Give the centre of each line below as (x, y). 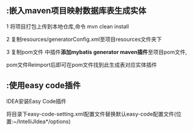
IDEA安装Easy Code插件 (36, 101)
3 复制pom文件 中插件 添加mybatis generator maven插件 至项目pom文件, (97, 52)
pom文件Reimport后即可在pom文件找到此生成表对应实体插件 (82, 64)
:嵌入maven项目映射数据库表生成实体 (76, 11)
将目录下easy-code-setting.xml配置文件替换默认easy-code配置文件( (91, 114)
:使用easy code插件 (44, 86)
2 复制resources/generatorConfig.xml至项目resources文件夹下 (84, 39)
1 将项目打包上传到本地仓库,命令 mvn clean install (67, 26)
